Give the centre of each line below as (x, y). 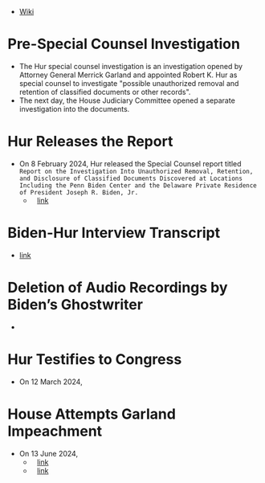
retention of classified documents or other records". (105, 92)
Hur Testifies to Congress (95, 359)
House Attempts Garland (92, 414)
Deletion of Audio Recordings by (118, 288)
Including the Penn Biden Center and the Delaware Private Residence (138, 185)
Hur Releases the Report (90, 142)
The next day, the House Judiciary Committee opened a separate (127, 100)
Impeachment (55, 431)
